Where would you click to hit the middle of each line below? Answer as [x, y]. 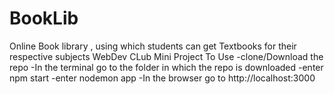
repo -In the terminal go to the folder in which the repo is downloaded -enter [166, 67]
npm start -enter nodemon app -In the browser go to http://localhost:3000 [162, 78]
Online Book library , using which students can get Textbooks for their [153, 46]
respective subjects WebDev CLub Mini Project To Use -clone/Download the [166, 56]
